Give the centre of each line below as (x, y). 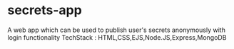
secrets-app (45, 10)
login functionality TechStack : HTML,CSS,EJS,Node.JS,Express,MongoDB (117, 37)
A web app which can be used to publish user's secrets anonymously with (117, 30)
